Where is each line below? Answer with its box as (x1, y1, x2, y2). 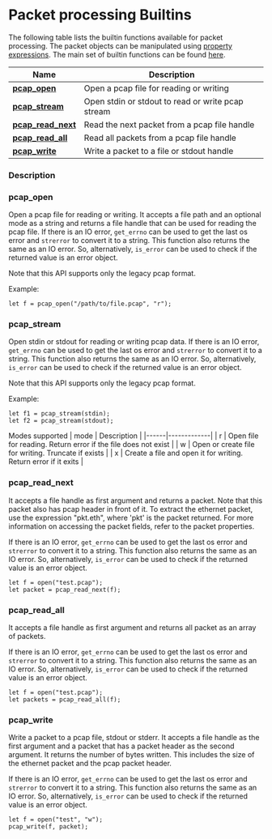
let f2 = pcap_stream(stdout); (8, 417, 114, 425)
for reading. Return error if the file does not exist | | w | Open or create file (8, 440, 255, 449)
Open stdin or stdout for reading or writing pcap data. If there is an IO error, (8, 337, 260, 347)
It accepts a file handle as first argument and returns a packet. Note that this (8, 496, 263, 505)
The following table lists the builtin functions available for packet (8, 32, 223, 42)
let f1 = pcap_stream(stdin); (8, 410, 111, 418)
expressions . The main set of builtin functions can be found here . (8, 49, 226, 59)
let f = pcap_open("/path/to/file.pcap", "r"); (8, 300, 172, 309)
